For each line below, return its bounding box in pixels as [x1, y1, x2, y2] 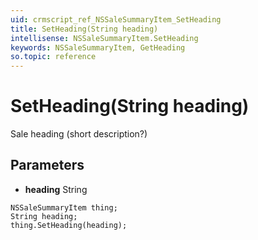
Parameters [10, 157, 85, 174]
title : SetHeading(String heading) [10, 24, 159, 34]
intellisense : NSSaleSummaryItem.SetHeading [10, 33, 199, 43]
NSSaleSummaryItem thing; [10, 202, 118, 213]
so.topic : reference [10, 52, 97, 62]
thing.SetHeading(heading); [10, 220, 128, 230]
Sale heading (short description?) [10, 128, 148, 140]
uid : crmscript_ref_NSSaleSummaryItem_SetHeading [10, 14, 222, 25]
